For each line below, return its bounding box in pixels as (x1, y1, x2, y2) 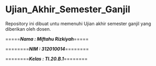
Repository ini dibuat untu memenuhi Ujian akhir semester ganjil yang (5, 20, 151, 27)
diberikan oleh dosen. (5, 26, 51, 32)
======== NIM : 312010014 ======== (5, 46, 89, 52)
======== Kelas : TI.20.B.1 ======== (5, 55, 88, 62)
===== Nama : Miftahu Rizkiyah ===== (5, 36, 89, 42)
